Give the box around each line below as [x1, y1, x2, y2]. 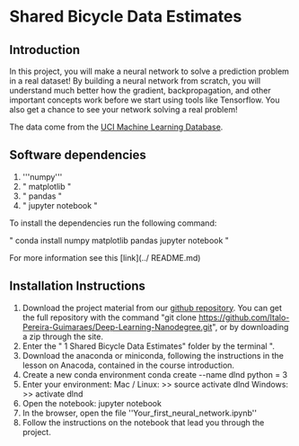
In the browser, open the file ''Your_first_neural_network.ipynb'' [22, 407, 258, 418]
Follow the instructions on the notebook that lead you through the [22, 416, 265, 428]
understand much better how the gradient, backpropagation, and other [9, 85, 271, 95]
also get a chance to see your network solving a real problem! [9, 104, 238, 114]
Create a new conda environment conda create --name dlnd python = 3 [22, 369, 288, 379]
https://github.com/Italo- [198, 312, 290, 323]
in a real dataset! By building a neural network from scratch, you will [9, 76, 261, 86]
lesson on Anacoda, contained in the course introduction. [22, 360, 235, 370]
